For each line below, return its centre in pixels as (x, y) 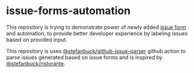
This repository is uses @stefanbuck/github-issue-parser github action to (96, 51)
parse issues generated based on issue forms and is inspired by (84, 57)
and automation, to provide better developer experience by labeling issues (97, 33)
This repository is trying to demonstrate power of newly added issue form (96, 27)
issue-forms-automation (68, 11)
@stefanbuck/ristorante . (36, 64)
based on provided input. (37, 39)
